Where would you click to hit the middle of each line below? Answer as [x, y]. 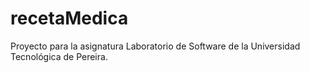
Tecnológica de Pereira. [59, 56]
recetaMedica [69, 18]
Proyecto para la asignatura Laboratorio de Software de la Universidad [155, 46]
